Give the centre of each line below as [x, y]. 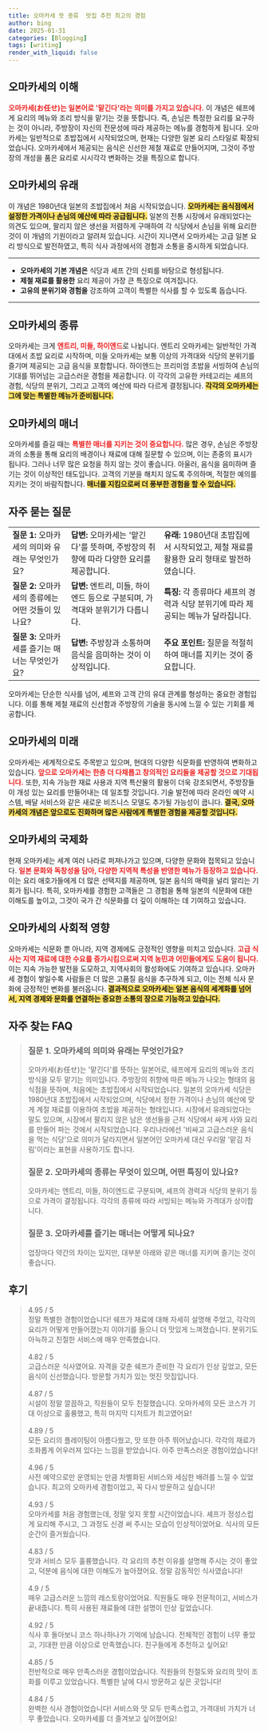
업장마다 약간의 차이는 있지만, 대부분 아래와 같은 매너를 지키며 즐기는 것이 [142, 1252]
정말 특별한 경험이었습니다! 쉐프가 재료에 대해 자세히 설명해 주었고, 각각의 [142, 1319]
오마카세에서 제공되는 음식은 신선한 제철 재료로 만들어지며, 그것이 [139, 148]
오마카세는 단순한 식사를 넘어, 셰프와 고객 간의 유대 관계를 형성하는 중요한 [122, 694]
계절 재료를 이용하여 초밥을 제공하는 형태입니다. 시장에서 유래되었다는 [144, 1109]
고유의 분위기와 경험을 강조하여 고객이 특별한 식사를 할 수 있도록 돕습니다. [133, 290]
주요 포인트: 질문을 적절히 [209, 643]
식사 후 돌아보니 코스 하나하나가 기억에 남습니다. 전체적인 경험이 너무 [134, 1634]
